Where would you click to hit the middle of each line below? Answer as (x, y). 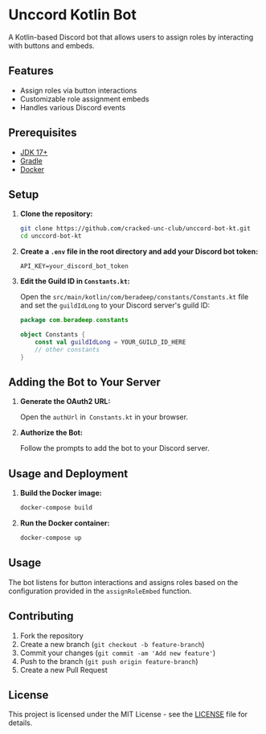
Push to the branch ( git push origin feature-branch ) (109, 661)
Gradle (31, 161)
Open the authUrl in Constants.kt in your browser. (104, 417)
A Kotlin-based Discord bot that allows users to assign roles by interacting (131, 37)
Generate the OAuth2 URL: (65, 402)
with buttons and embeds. (51, 45)
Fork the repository (52, 635)
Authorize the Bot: (51, 433)
